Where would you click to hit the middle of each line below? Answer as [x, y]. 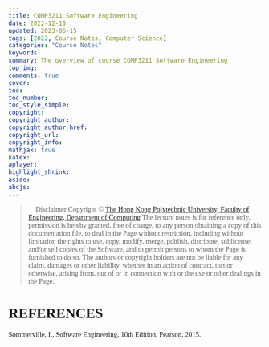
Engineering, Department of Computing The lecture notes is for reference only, [139, 217]
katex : [19, 157]
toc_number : [28, 98]
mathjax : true [32, 150]
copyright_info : [35, 142]
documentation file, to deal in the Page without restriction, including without [136, 233]
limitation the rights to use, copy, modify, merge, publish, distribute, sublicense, [140, 241]
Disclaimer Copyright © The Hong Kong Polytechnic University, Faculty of [143, 209]
